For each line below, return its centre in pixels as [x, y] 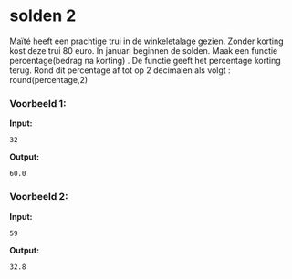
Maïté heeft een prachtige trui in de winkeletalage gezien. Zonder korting [147, 41]
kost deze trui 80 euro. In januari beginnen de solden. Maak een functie [144, 50]
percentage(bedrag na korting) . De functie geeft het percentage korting [145, 60]
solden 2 [43, 16]
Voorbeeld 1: [38, 103]
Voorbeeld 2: [39, 197]
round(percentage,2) [49, 79]
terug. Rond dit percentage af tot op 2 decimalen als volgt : [120, 70]
